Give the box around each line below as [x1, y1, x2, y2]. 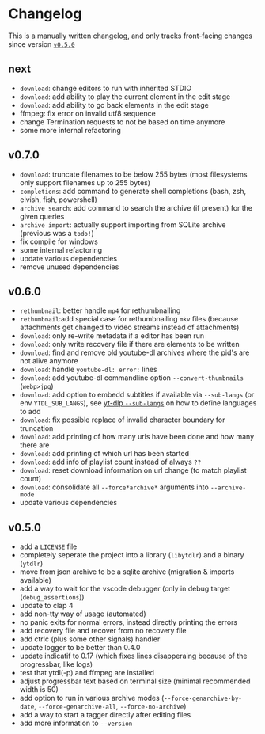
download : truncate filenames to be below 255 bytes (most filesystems [19, 169, 248, 179]
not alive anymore [19, 356, 78, 366]
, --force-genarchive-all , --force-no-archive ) [34, 702, 187, 711]
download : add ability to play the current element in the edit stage [19, 92, 231, 101]
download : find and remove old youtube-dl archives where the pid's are [19, 348, 250, 357]
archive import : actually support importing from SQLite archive [19, 219, 227, 230]
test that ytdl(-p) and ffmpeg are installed [19, 668, 155, 678]
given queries [19, 211, 65, 221]
